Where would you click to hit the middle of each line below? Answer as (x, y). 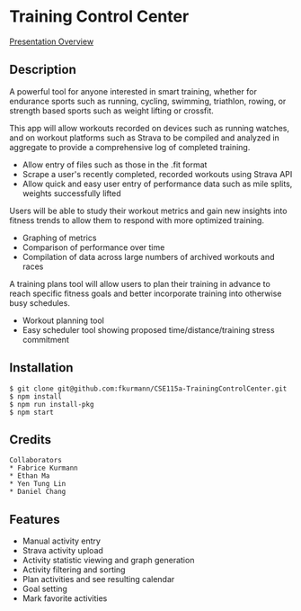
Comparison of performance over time (93, 247)
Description (43, 70)
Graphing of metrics (59, 238)
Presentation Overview (52, 41)
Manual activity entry (62, 541)
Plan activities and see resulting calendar (98, 580)
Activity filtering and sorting (74, 570)
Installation (41, 368)
